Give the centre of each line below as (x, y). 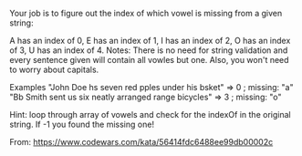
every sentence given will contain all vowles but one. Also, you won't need (149, 60)
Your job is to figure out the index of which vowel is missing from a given (146, 13)
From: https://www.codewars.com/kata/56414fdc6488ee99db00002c (141, 142)
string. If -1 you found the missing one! (82, 124)
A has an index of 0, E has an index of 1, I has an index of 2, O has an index (150, 41)
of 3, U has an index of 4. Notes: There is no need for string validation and (149, 50)
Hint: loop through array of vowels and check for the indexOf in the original (150, 114)
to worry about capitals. (54, 69)
